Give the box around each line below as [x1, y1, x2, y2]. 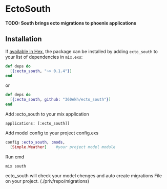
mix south [5, 163, 27, 169]
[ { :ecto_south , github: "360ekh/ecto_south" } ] [10, 97, 111, 102]
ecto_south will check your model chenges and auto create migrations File [5, 172, 162, 179]
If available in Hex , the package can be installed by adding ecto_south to [5, 48, 158, 54]
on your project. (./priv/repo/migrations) [5, 178, 90, 184]
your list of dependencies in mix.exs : [5, 54, 83, 60]
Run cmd [5, 154, 25, 160]
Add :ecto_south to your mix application [5, 111, 89, 117]
